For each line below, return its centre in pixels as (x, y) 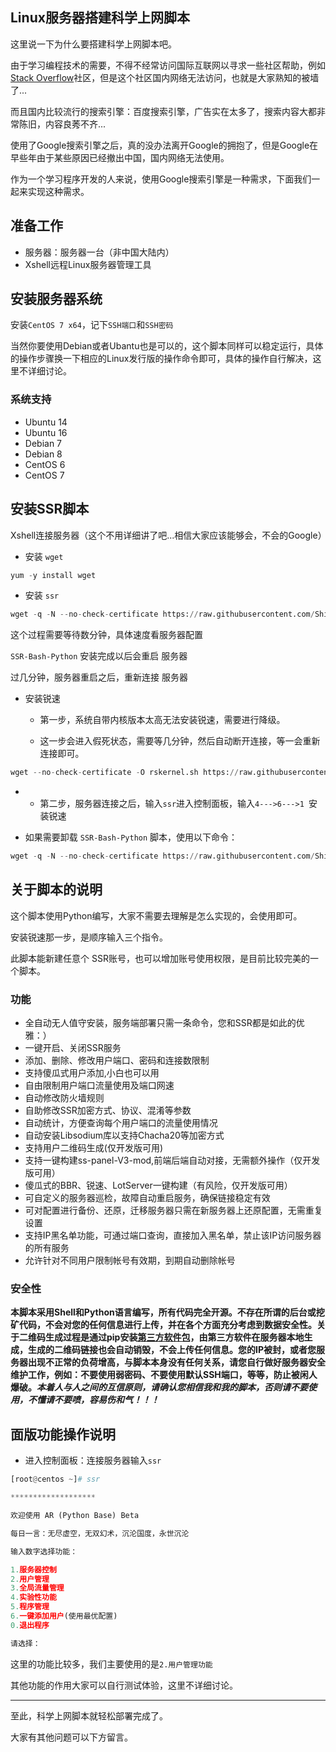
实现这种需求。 (58, 191)
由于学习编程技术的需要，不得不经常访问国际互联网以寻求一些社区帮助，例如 (168, 65)
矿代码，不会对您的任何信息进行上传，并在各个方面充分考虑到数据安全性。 (163, 1325)
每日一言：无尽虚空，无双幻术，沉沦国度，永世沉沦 (100, 1533)
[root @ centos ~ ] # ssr (55, 1479)
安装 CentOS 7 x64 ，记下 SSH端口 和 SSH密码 (92, 325)
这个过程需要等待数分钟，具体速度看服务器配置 (106, 635)
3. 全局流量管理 (37, 1588)
